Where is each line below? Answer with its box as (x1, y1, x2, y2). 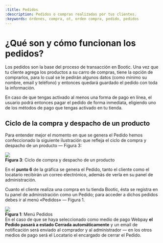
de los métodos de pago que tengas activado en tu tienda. (5, 105, 123, 111)
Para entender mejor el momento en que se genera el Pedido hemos (5, 132, 143, 138)
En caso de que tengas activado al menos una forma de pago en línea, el (5, 94, 152, 101)
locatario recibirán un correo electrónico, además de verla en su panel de (5, 172, 153, 178)
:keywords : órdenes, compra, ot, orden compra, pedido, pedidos (5, 16, 139, 21)
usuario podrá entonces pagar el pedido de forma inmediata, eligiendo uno (5, 100, 156, 106)
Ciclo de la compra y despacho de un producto (5, 119, 150, 128)
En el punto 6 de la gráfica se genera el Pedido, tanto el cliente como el (5, 166, 149, 172)
